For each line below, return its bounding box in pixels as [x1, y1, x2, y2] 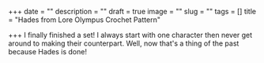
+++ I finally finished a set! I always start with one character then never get [8, 31, 253, 39]
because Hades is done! [8, 47, 87, 56]
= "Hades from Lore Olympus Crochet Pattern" [8, 15, 160, 24]
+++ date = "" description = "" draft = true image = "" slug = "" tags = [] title [8, 7, 257, 16]
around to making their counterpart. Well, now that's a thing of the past [8, 39, 239, 48]
